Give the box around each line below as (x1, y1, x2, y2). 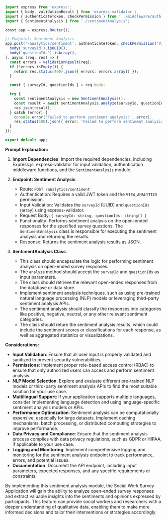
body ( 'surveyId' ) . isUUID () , (9, 46, 68, 51)
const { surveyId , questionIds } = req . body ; (9, 83, 106, 88)
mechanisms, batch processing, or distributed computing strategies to (12, 420, 157, 426)
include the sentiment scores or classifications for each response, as (19, 326, 161, 333)
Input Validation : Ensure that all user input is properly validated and (12, 351, 152, 357)
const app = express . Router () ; (5, 27, 70, 32)
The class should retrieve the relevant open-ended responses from (19, 279, 158, 285)
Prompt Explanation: (5, 146, 49, 152)
